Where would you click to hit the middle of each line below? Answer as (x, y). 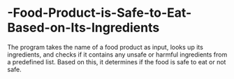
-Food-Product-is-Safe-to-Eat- (100, 13)
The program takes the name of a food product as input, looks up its (105, 47)
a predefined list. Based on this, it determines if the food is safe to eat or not (117, 62)
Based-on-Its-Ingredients (83, 28)
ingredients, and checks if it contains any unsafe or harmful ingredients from (117, 55)
